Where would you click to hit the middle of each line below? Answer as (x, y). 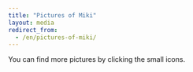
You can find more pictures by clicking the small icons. (97, 59)
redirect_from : (33, 30)
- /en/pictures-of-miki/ (56, 37)
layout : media (32, 23)
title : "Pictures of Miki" (52, 15)
